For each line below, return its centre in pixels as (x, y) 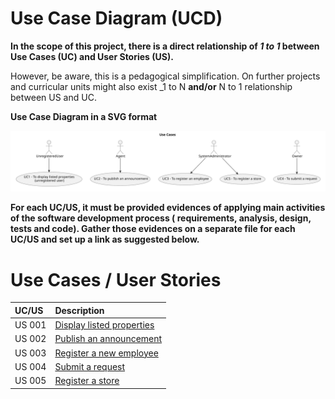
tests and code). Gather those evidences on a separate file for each (153, 229)
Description (79, 310)
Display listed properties (104, 325)
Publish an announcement (108, 339)
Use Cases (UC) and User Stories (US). (92, 56)
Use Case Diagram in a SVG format (84, 116)
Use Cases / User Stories (116, 279)
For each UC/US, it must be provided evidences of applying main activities (168, 208)
